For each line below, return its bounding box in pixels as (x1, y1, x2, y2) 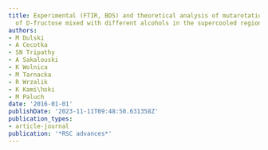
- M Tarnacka (8, 71, 52, 79)
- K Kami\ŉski (8, 85, 56, 94)
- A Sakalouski (8, 56, 59, 64)
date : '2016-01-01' (8, 100, 73, 108)
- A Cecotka (8, 41, 48, 49)
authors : (8, 26, 37, 34)
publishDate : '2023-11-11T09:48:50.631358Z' (8, 108, 159, 116)
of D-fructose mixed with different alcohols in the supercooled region (15, 19, 262, 27)
